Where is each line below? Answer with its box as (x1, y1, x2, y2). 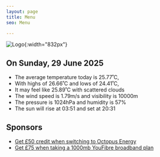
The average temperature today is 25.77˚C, (14, 74, 119, 81)
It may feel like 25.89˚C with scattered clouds (14, 86, 125, 93)
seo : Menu (6, 19, 31, 25)
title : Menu (6, 14, 35, 20)
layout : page (6, 8, 38, 15)
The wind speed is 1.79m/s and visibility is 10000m (14, 93, 139, 100)
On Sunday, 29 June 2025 (6, 58, 104, 68)
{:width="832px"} (24, 41, 68, 48)
